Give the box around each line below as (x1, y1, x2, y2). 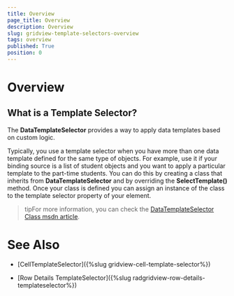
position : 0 (7, 50, 42, 57)
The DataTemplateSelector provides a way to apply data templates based (7, 125, 221, 134)
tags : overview (7, 36, 52, 43)
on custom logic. (7, 133, 56, 141)
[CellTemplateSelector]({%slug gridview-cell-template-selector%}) (17, 260, 211, 268)
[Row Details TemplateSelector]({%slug (17, 274, 131, 282)
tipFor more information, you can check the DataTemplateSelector (24, 204, 214, 213)
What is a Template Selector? (7, 107, 138, 119)
